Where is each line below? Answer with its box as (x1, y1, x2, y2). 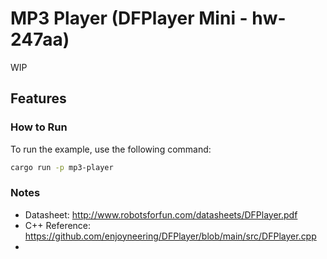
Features (10, 90, 67, 107)
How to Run (10, 120, 68, 134)
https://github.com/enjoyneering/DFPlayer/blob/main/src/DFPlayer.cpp (24, 230, 317, 242)
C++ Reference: (24, 219, 92, 231)
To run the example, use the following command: (10, 143, 212, 155)
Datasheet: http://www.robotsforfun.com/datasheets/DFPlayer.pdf (24, 208, 298, 221)
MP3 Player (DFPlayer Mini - (10, 7, 248, 30)
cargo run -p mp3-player (10, 162, 114, 172)
